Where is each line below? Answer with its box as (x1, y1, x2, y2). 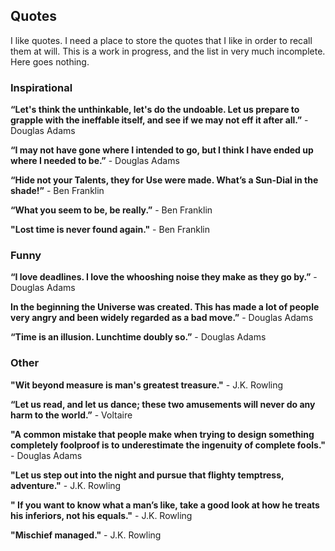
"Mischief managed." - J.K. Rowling (10, 529, 162, 541)
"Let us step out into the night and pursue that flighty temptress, (10, 469, 285, 481)
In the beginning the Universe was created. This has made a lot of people (10, 301, 320, 313)
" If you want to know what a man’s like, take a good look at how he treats (10, 499, 320, 511)
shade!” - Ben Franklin (10, 185, 105, 197)
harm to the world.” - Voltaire (10, 409, 133, 421)
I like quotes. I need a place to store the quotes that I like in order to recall (10, 34, 313, 46)
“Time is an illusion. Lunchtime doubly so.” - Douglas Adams (10, 331, 267, 343)
